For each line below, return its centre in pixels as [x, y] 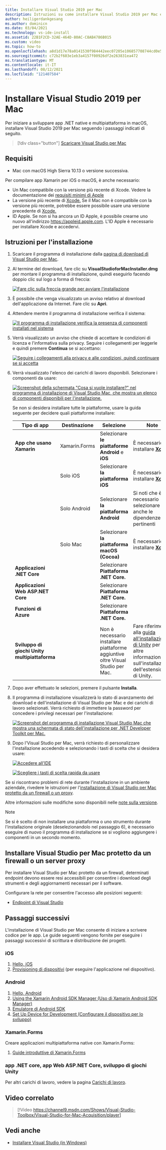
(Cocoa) [110, 557]
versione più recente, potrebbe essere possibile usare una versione [81, 206]
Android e [112, 452]
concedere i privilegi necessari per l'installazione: [63, 713]
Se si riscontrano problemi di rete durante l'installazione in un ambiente [78, 783]
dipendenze [147, 518]
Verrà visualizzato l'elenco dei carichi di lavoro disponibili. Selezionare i [85, 373]
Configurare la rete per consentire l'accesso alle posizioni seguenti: [74, 893]
